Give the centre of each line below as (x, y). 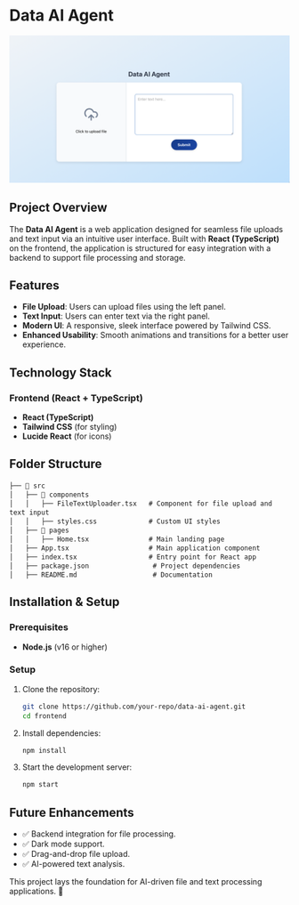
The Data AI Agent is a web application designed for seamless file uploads (146, 229)
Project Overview (58, 208)
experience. (44, 344)
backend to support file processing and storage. (97, 257)
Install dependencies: (61, 733)
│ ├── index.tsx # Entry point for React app (133, 557)
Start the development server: (77, 767)
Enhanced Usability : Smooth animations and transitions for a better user (155, 335)
